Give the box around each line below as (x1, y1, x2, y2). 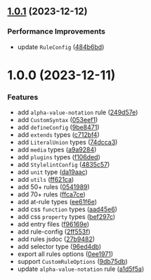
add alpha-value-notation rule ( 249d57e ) (17, 108, 138, 116)
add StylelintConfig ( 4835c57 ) (17, 161, 110, 169)
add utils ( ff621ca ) (17, 175, 74, 184)
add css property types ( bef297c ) (17, 213, 116, 221)
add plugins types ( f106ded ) (17, 153, 100, 161)
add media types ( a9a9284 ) (17, 145, 97, 154)
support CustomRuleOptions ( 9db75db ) (17, 258, 128, 266)
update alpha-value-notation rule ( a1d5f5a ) (17, 265, 145, 273)
